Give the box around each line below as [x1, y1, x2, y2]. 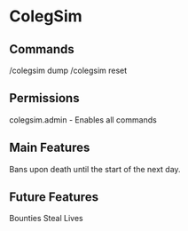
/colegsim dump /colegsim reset [9, 65, 128, 76]
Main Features [9, 140, 90, 155]
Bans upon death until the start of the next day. [9, 163, 181, 174]
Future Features [9, 189, 99, 205]
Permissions [9, 91, 80, 106]
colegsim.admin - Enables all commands [9, 114, 157, 125]
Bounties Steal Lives [9, 213, 83, 224]
